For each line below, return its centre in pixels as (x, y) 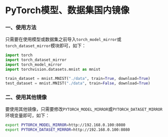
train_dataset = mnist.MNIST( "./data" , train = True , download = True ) (78, 78)
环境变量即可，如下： (27, 116)
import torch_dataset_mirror (36, 60)
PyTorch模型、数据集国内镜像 (68, 10)
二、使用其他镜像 (26, 97)
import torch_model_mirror (34, 65)
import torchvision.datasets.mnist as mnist (53, 70)
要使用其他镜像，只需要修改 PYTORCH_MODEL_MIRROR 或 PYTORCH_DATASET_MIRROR (84, 109)
